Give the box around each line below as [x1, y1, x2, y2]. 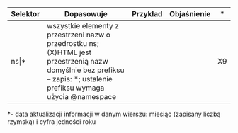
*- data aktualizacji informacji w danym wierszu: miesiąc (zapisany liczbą [7, 110, 221, 118]
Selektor [11, 9, 40, 18]
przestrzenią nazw [47, 57, 108, 66]
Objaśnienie [169, 9, 211, 18]
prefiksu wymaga [47, 83, 105, 93]
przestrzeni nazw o [47, 30, 111, 40]
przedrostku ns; [47, 39, 99, 48]
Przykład [132, 9, 163, 18]
